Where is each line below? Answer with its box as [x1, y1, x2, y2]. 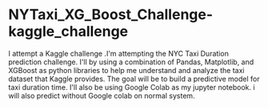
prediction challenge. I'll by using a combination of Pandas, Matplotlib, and [8, 57, 254, 67]
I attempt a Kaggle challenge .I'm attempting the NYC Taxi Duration [8, 48, 230, 58]
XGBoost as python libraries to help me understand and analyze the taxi [8, 65, 245, 75]
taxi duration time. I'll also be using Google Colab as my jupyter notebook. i [8, 82, 255, 92]
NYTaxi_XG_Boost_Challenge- [8, 6, 214, 24]
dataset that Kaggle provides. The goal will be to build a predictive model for [8, 74, 260, 83]
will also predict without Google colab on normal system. [8, 91, 195, 100]
